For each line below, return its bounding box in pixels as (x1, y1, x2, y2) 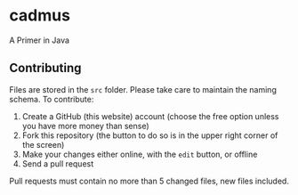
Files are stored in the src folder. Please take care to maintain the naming (9, 84, 278, 94)
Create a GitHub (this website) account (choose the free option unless (21, 110, 279, 121)
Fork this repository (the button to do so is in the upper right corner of (21, 130, 278, 141)
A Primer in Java (9, 35, 69, 45)
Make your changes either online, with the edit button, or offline (21, 149, 258, 159)
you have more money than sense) (21, 120, 149, 131)
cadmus (9, 5, 71, 26)
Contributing (9, 61, 82, 76)
